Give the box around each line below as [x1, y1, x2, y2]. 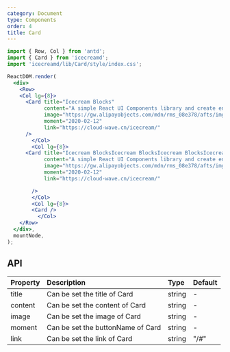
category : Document [7, 10, 63, 17]
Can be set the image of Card [47, 312, 142, 321]
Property [10, 278, 40, 288]
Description [47, 278, 86, 288]
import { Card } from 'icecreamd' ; [7, 54, 109, 62]
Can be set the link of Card [47, 334, 133, 344]
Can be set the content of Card [47, 301, 146, 310]
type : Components [7, 16, 57, 23]
